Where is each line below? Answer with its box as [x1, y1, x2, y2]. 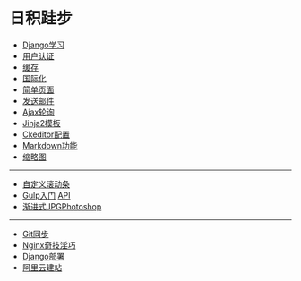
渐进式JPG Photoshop [21, 200, 102, 211]
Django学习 [21, 39, 65, 50]
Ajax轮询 [21, 106, 56, 117]
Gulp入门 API [21, 190, 71, 200]
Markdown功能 [21, 140, 78, 150]
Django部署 [21, 251, 65, 261]
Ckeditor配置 [21, 129, 70, 140]
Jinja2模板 [21, 117, 61, 128]
